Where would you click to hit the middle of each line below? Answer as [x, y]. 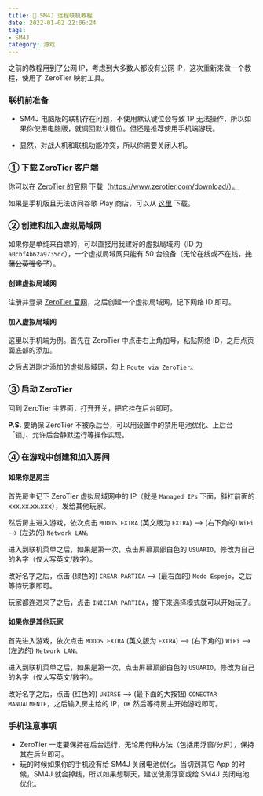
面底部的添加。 [32, 350]
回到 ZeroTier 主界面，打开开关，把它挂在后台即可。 [93, 408]
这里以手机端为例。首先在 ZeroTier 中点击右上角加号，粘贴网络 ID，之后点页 [131, 341]
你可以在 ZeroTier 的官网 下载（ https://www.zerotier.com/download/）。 [124, 186]
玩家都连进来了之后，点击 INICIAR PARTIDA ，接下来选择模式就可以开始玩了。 [132, 602]
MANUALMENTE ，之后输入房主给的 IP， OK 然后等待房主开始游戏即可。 [115, 704]
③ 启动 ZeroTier [40, 389]
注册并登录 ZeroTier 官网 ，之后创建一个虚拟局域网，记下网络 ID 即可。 [122, 302]
